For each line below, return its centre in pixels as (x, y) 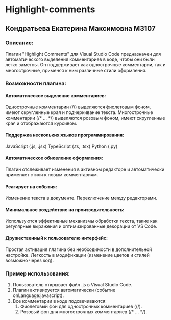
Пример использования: (38, 273)
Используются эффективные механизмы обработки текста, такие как (81, 221)
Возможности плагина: (36, 83)
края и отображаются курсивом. (41, 123)
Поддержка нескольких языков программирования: (65, 135)
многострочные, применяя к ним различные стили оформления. (76, 70)
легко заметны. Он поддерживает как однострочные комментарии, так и (86, 64)
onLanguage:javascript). (38, 295)
